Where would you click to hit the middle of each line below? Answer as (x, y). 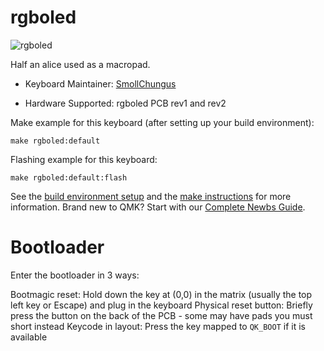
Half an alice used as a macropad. (80, 64)
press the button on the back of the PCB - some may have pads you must (161, 315)
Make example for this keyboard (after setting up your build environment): (162, 122)
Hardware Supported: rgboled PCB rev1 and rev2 (125, 103)
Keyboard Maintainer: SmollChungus (100, 83)
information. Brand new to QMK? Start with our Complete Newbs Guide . (158, 207)
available (29, 337)
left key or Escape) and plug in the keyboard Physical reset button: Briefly (161, 305)
